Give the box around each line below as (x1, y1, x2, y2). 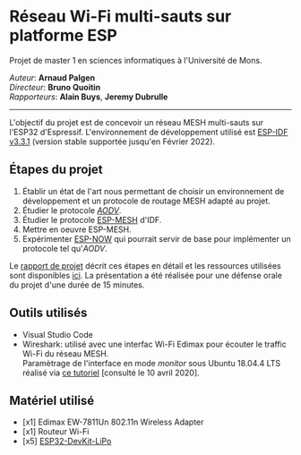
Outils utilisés (9, 305, 88, 321)
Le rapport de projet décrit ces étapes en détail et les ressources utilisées (9, 260, 281, 270)
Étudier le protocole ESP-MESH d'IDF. (21, 214, 162, 225)
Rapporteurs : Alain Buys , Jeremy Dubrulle (9, 91, 168, 102)
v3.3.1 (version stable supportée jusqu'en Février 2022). (9, 136, 216, 147)
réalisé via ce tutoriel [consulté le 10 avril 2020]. (21, 367, 200, 378)
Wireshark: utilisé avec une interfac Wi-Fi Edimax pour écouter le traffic (21, 339, 287, 349)
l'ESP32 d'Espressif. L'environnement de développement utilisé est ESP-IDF (9, 126, 288, 137)
